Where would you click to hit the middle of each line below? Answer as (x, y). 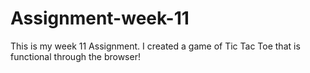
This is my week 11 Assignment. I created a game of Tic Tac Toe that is (155, 46)
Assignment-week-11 (100, 18)
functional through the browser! (75, 56)
